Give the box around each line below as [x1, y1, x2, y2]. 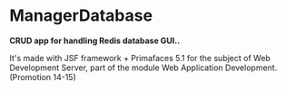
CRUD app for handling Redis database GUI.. [9, 35, 181, 46]
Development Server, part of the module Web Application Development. [9, 62, 278, 73]
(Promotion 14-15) [9, 71, 76, 82]
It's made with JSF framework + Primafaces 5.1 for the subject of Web [9, 52, 271, 63]
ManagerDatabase [9, 5, 153, 26]
